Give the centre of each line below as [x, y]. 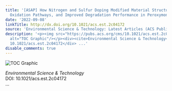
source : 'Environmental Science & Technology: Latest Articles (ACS [80, 29]
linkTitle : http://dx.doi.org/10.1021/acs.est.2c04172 [65, 24]
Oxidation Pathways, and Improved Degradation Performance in [78, 15]
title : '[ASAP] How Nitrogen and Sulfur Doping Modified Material [78, 10]
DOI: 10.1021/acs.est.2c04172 [36, 78]
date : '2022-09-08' [26, 20]
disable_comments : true [31, 48]
